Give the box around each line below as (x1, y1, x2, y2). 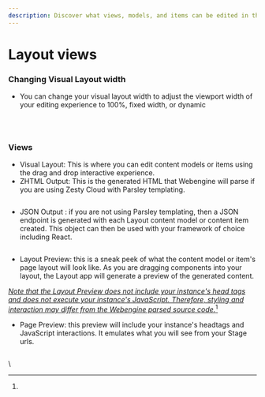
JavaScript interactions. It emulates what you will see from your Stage (19, 328, 247, 338)
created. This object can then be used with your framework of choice (19, 224, 245, 234)
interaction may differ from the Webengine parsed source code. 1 (8, 303, 218, 314)
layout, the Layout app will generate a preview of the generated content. (19, 272, 255, 281)
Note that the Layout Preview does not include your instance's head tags (8, 287, 246, 296)
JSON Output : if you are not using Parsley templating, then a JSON (19, 207, 239, 217)
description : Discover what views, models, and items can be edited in (8, 11, 248, 20)
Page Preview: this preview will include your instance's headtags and (19, 320, 244, 330)
